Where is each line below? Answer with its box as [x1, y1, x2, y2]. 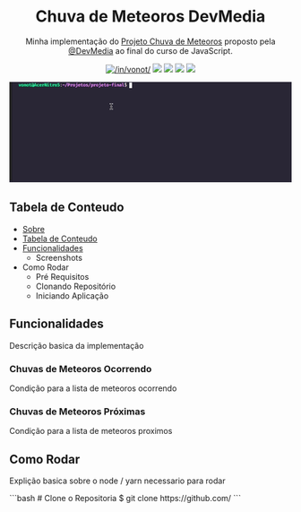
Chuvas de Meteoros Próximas [9, 405, 146, 418]
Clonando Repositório [35, 281, 116, 291]
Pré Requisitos [35, 271, 90, 282]
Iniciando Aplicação [35, 290, 109, 301]
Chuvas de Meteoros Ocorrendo [9, 362, 152, 375]
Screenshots [35, 252, 83, 263]
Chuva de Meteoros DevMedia [35, 6, 266, 27]
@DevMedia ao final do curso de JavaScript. [68, 45, 233, 56]
